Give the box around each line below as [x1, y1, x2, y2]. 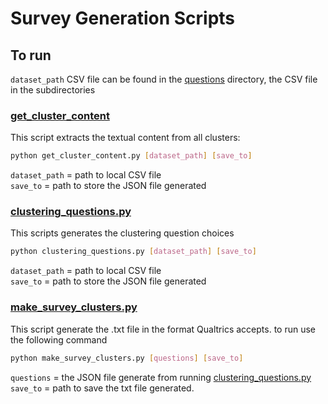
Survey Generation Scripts [10, 7, 236, 30]
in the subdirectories [10, 84, 96, 96]
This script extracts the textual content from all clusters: [10, 132, 241, 144]
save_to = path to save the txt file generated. [10, 382, 195, 394]
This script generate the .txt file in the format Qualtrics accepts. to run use [10, 323, 316, 335]
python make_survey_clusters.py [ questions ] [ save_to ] [10, 353, 244, 363]
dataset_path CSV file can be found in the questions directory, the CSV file [10, 73, 318, 85]
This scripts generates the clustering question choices [10, 227, 235, 239]
